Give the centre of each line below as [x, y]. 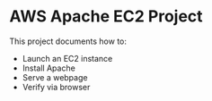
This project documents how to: [68, 41]
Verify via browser [56, 87]
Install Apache [49, 68]
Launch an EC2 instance [67, 58]
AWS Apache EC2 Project [106, 17]
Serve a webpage [55, 77]
